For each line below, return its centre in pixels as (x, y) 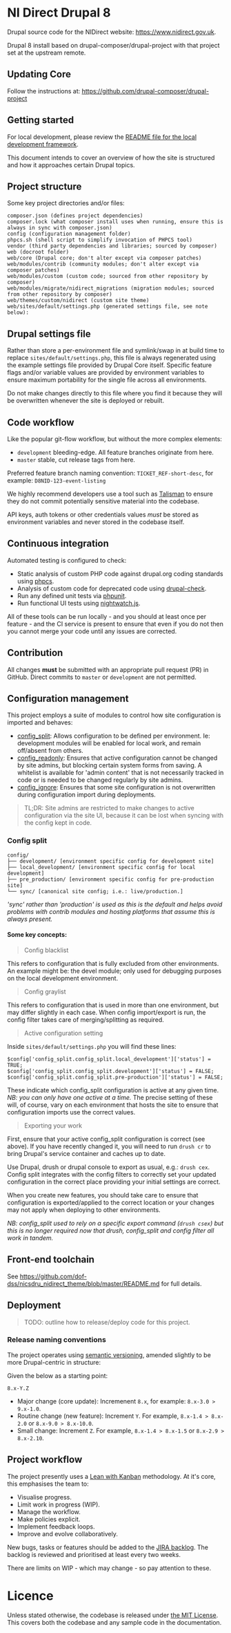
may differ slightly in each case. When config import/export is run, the (107, 1012)
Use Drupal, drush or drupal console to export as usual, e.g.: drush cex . (109, 1167)
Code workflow (41, 422)
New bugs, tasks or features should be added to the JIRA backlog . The (108, 1547)
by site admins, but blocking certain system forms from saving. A (109, 765)
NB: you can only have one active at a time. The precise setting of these (110, 1097)
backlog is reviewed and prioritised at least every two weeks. (94, 1554)
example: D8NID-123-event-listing (57, 480)
